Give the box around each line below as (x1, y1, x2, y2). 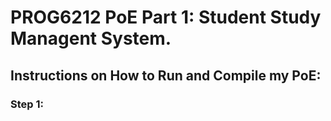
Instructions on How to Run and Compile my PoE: (10, 67, 322, 84)
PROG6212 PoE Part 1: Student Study (10, 6, 322, 29)
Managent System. (10, 27, 172, 50)
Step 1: (10, 97, 44, 111)
